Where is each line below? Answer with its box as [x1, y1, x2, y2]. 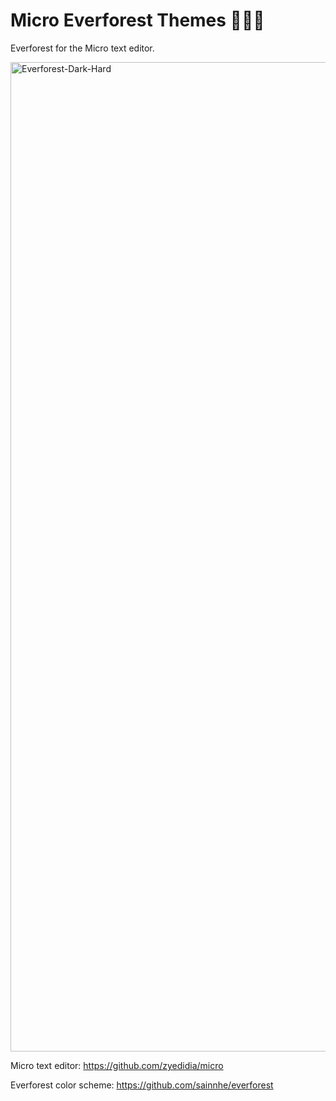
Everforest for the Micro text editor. [10, 42, 155, 54]
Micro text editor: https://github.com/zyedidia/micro [10, 1059, 224, 1071]
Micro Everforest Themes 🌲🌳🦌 [10, 9, 265, 32]
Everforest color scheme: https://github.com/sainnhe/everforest [10, 1079, 274, 1091]
